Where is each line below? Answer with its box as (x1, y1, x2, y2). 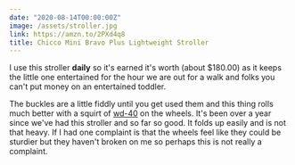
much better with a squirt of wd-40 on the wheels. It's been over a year (9, 108, 272, 119)
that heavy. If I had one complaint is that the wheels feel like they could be (9, 127, 282, 138)
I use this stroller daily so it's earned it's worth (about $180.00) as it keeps (9, 62, 283, 73)
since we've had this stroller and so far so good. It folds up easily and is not (9, 118, 287, 128)
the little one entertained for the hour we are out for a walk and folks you (9, 72, 275, 83)
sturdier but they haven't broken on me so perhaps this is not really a (9, 136, 263, 147)
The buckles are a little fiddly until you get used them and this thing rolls (9, 99, 274, 110)
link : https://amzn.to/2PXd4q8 (9, 29, 126, 38)
